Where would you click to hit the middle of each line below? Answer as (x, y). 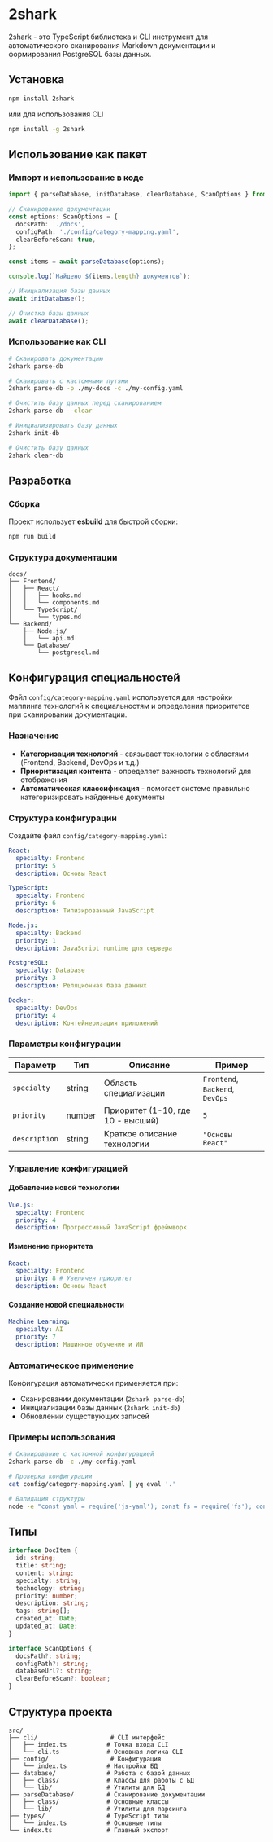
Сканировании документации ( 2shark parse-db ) (102, 1399)
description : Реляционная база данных (82, 986)
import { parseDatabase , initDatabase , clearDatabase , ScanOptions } (129, 195)
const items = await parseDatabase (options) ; (87, 262)
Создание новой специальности (67, 1304)
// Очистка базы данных (49, 313)
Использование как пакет (78, 154)
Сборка (24, 503)
